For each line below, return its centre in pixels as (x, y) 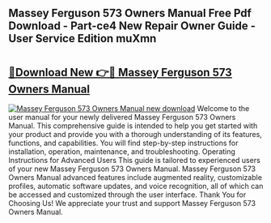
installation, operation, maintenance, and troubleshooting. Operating (122, 152)
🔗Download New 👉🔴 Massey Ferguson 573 (120, 72)
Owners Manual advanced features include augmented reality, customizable (135, 177)
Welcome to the (223, 108)
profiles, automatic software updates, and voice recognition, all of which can (136, 186)
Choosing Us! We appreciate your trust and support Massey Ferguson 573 (132, 203)
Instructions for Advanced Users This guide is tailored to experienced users (134, 160)
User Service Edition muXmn (83, 39)
